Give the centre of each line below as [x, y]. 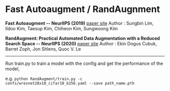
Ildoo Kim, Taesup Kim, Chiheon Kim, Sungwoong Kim [61, 28]
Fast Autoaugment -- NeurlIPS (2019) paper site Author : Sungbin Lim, [79, 23]
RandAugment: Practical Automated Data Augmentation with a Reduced [83, 38]
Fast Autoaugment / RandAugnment [83, 9]
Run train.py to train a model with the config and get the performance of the [84, 63]
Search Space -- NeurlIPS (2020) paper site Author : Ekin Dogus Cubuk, [81, 43]
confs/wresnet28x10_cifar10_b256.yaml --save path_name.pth [70, 83]
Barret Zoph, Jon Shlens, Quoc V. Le [43, 49]
